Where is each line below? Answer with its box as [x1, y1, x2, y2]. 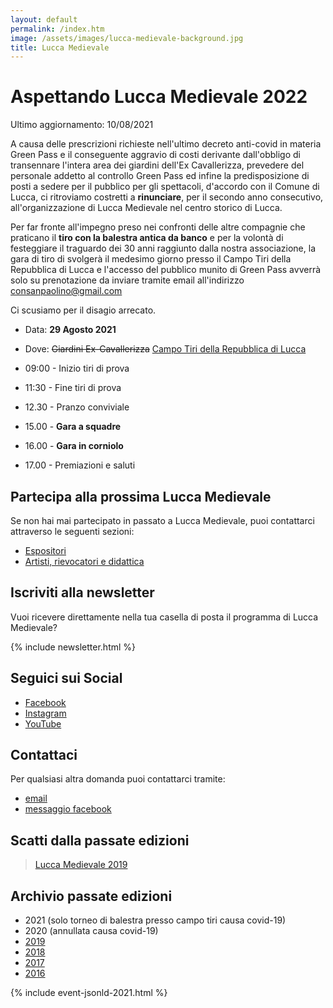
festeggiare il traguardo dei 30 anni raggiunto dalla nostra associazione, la [10, 242, 316, 255]
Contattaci [10, 747, 78, 764]
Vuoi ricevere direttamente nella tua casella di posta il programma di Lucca [10, 611, 319, 623]
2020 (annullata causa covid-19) [24, 925, 159, 937]
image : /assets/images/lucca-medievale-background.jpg [10, 33, 244, 43]
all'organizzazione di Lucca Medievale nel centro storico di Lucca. [10, 202, 283, 214]
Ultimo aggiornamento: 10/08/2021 [10, 119, 154, 131]
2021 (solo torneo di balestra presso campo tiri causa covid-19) [24, 914, 287, 926]
